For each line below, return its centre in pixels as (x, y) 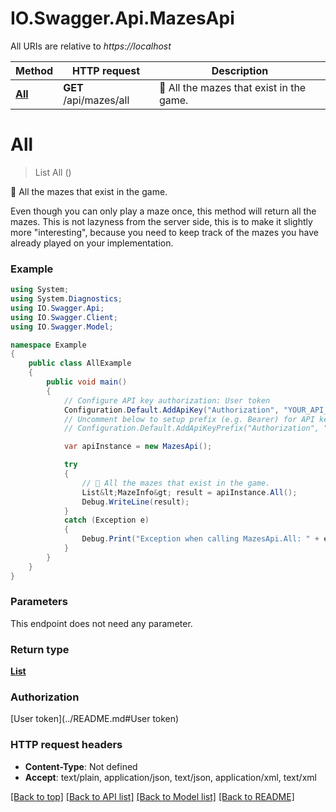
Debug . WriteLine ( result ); (135, 502)
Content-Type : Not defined (81, 766)
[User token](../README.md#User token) (95, 719)
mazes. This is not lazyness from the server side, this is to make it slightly (161, 221)
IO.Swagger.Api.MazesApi (122, 18)
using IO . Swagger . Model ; (62, 327)
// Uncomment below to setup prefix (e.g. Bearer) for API (189, 419)
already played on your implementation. (92, 243)
